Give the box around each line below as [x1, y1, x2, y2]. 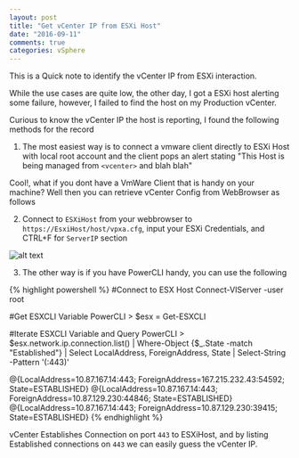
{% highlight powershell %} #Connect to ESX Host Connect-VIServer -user [9, 284, 284, 295]
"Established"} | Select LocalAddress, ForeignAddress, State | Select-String [9, 348, 287, 358]
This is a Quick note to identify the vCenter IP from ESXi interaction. [9, 70, 257, 81]
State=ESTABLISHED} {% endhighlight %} [9, 412, 163, 423]
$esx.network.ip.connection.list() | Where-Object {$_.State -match [9, 338, 254, 348]
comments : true [9, 37, 66, 47]
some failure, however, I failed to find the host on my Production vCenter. [9, 97, 278, 108]
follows [9, 197, 36, 208]
